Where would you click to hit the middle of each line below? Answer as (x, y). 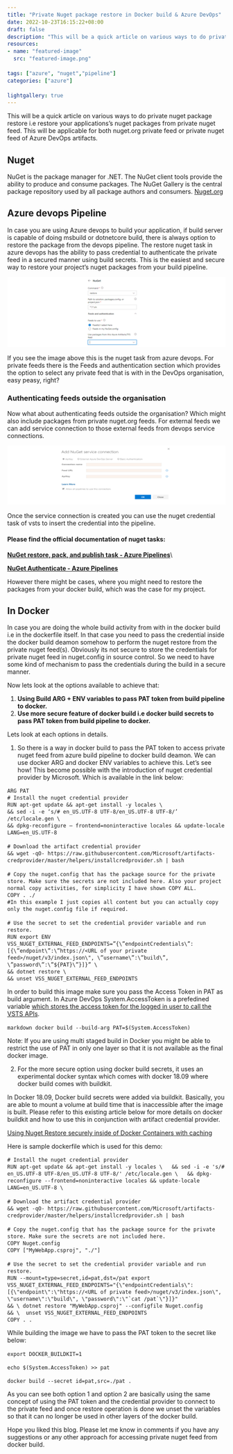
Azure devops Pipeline (57, 213)
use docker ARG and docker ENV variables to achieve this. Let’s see (114, 763)
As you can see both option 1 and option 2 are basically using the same (109, 1394)
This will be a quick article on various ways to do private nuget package (110, 116)
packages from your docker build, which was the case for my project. (106, 589)
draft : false (26, 29)
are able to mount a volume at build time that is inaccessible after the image (115, 1105)
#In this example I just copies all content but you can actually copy (113, 903)
